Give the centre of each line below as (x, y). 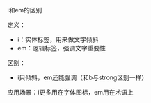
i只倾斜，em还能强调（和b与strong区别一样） (82, 77)
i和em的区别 (25, 10)
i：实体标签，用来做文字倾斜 (58, 39)
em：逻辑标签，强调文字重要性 (62, 48)
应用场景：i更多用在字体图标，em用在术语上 (70, 92)
